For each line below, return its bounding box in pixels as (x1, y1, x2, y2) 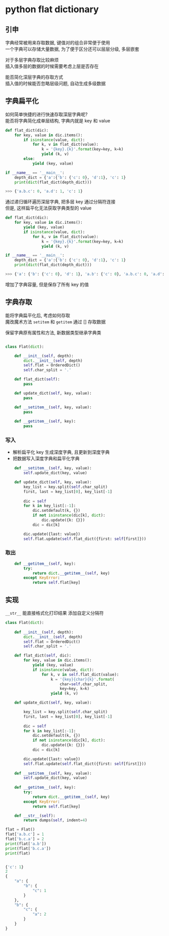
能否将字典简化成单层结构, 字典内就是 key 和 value (5, 117, 111, 123)
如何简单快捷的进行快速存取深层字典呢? (5, 111, 88, 117)
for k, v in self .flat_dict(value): (41, 672, 119, 677)
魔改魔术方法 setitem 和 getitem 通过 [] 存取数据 (5, 319, 106, 325)
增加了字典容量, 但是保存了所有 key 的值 (5, 281, 89, 288)
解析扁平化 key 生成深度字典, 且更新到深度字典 (12, 449, 110, 455)
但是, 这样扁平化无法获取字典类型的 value (5, 205, 92, 211)
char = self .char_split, (59, 682, 108, 687)
